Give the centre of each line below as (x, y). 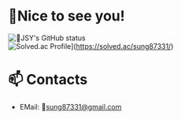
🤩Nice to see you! (66, 16)
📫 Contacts (48, 80)
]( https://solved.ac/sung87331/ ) (122, 46)
